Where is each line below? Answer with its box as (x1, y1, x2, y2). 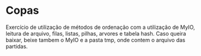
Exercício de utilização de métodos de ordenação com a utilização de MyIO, (5, 23, 195, 31)
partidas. (5, 43, 28, 50)
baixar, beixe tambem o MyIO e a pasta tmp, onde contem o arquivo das (5, 36, 186, 43)
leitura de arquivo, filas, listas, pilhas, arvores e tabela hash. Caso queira (5, 30, 186, 37)
